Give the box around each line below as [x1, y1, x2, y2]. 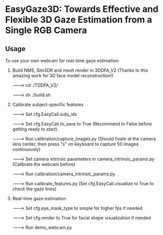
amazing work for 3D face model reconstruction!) [12, 73, 114, 78]
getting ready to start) [12, 126, 58, 132]
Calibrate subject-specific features [12, 102, 83, 108]
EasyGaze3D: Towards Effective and [5, 3, 159, 15]
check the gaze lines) [12, 186, 57, 192]
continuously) [12, 146, 41, 152]
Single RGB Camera [5, 25, 87, 36]
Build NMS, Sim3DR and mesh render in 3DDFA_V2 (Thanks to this [12, 67, 148, 73]
